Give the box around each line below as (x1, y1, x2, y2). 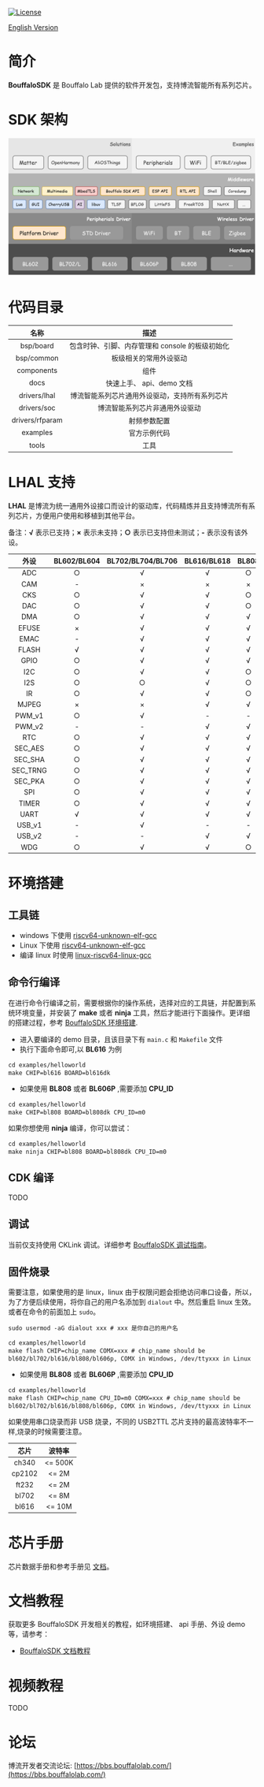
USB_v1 (16, 821, 42, 830)
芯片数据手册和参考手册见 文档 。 (8, 1562, 114, 1571)
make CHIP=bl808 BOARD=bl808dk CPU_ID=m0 (8, 1108, 146, 1116)
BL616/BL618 (184, 556, 231, 565)
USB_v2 (16, 832, 42, 841)
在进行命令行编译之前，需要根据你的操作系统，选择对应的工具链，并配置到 (8, 998, 249, 1007)
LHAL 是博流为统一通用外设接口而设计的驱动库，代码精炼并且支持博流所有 (8, 501, 249, 510)
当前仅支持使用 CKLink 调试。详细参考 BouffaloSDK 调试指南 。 (8, 1240, 211, 1249)
